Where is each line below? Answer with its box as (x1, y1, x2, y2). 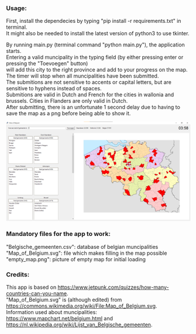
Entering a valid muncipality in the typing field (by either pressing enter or (6, 54, 184, 61)
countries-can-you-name (6, 290, 67, 297)
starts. (6, 48, 22, 55)
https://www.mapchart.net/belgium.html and (6, 315, 113, 322)
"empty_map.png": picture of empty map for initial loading (6, 255, 146, 262)
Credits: (6, 270, 30, 278)
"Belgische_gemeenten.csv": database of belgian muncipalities (6, 243, 159, 250)
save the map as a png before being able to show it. (6, 110, 131, 117)
